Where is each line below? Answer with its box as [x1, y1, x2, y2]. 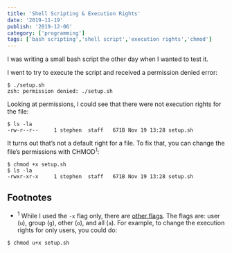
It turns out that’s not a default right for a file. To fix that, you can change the [7, 139, 225, 148]
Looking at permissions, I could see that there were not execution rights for [7, 100, 222, 108]
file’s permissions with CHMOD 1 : [7, 146, 100, 156]
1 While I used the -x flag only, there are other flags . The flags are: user [17, 210, 220, 220]
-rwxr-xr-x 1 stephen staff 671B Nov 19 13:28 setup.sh [7, 173, 194, 180]
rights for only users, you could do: [17, 226, 118, 234]
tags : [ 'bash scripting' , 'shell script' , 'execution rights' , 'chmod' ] [7, 36, 213, 43]
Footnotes [7, 192, 52, 204]
